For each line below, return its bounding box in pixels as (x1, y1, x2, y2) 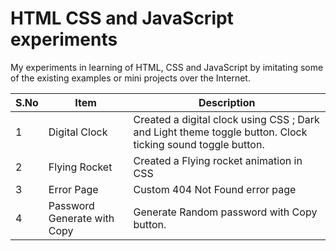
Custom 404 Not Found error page (133, 182, 297, 196)
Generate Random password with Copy (133, 205, 318, 219)
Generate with (48, 211, 115, 225)
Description (198, 95, 256, 109)
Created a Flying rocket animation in (133, 153, 303, 167)
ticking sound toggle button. (133, 137, 265, 151)
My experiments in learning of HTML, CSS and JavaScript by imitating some (10, 61, 324, 73)
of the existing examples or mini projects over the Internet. (10, 72, 251, 84)
